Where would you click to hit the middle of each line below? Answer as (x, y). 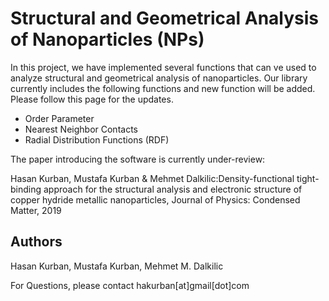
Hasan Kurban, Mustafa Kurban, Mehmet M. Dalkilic (117, 266)
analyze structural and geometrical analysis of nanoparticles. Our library (159, 78)
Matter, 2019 (36, 210)
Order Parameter (59, 118)
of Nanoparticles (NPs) (107, 39)
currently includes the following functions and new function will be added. (163, 88)
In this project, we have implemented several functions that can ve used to (163, 67)
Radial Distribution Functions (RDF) (97, 139)
